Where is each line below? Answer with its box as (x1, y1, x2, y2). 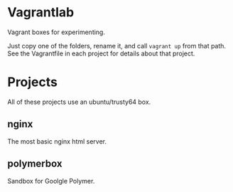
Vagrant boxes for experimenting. (7, 28, 105, 36)
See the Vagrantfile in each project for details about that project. (7, 49, 195, 58)
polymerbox (7, 158, 63, 170)
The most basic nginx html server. (7, 137, 107, 146)
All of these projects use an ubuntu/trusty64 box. (7, 97, 151, 106)
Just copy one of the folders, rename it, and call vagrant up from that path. (7, 41, 226, 50)
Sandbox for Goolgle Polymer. (7, 176, 95, 185)
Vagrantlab (7, 4, 75, 21)
